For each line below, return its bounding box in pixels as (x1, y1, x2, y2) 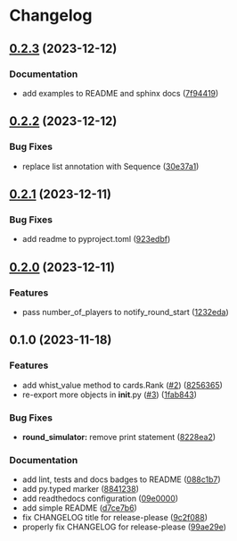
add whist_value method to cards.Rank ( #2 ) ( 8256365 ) (21, 379, 223, 390)
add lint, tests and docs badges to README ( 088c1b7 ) (21, 474, 221, 485)
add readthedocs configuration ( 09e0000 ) (21, 493, 179, 504)
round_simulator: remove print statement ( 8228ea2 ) (21, 431, 217, 442)
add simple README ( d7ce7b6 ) (21, 503, 138, 513)
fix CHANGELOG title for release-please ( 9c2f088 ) (21, 512, 208, 523)
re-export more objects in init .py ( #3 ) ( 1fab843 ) (21, 389, 198, 400)
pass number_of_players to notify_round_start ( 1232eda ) (21, 306, 229, 317)
